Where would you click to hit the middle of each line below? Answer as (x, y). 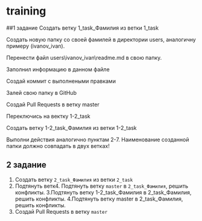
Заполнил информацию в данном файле (58, 69)
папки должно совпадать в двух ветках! (58, 146)
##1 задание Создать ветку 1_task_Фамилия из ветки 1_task (82, 28)
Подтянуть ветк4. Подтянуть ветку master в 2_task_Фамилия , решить (102, 186)
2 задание (26, 165)
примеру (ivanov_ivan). (36, 46)
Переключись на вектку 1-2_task (48, 116)
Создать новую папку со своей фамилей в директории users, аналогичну (101, 39)
